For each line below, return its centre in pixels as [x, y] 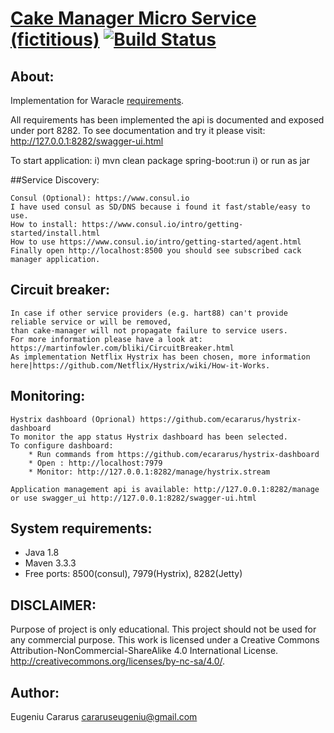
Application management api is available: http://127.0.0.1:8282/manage [165, 489]
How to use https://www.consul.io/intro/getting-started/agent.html [156, 242]
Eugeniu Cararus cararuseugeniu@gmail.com [104, 717]
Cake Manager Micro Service [133, 18]
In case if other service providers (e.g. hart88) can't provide [149, 313]
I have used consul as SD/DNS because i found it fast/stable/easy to [160, 207]
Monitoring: [48, 396]
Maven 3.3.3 [50, 563]
